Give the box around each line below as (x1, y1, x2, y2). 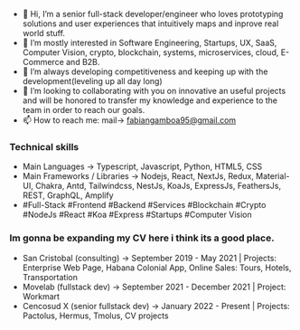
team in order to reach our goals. (22, 105, 145, 115)
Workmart (22, 290, 61, 302)
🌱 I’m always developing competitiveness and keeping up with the (22, 66, 268, 77)
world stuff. (22, 28, 66, 38)
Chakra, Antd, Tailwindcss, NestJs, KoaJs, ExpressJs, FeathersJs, (34, 181, 282, 192)
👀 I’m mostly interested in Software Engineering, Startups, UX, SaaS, (22, 37, 277, 48)
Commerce (22, 57, 65, 67)
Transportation (22, 271, 79, 282)
